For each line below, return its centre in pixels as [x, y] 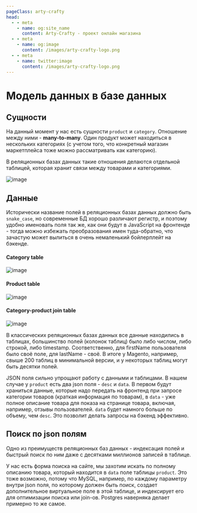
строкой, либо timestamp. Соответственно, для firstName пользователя [96, 347]
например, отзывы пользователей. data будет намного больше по [89, 409]
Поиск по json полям [46, 434]
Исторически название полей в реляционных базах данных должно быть [99, 213]
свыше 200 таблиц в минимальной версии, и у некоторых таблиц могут [97, 360]
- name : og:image [38, 45]
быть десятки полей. [32, 366]
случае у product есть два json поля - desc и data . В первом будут [89, 384]
